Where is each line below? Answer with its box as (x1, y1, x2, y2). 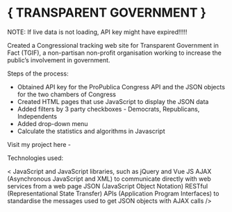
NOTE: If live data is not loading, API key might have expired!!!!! (7, 28, 188, 36)
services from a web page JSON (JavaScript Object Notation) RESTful (7, 182, 208, 190)
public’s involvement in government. (7, 55, 110, 64)
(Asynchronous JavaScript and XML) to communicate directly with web (7, 175, 212, 183)
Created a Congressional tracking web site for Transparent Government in (7, 41, 219, 49)
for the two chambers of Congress (17, 90, 117, 98)
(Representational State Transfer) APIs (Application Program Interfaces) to (7, 189, 219, 197)
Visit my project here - (7, 140, 72, 148)
